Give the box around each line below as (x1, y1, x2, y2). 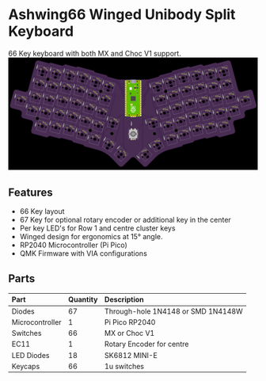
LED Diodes (11, 350, 50, 360)
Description (104, 295, 144, 304)
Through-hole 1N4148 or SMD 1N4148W (104, 307, 243, 316)
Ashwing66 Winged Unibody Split (8, 6, 236, 24)
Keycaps (11, 361, 40, 371)
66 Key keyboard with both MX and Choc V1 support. (8, 48, 182, 58)
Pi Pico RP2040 (104, 317, 156, 326)
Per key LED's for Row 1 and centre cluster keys (19, 223, 176, 233)
